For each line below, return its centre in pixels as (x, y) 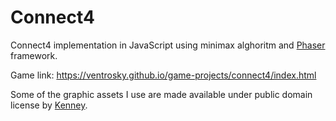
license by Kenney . (49, 105)
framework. (34, 55)
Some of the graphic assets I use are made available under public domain (161, 94)
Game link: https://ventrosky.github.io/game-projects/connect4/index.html (163, 75)
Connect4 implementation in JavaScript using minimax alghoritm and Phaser (168, 45)
